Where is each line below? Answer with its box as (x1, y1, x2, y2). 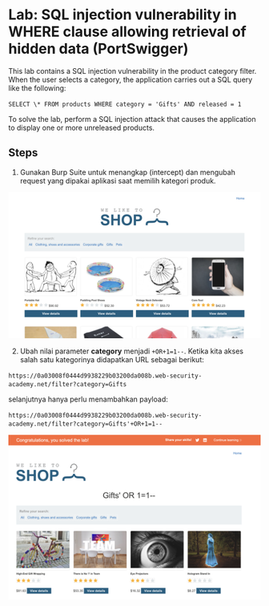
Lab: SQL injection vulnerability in (8, 6, 238, 24)
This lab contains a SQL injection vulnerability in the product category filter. (8, 66, 257, 75)
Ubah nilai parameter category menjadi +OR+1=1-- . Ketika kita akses (19, 346, 244, 356)
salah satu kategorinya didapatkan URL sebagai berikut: (19, 355, 204, 365)
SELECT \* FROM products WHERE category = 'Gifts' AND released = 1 (8, 100, 242, 108)
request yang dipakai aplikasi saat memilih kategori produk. (19, 176, 216, 185)
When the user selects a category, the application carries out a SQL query (8, 75, 253, 84)
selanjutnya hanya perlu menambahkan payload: (8, 394, 168, 404)
